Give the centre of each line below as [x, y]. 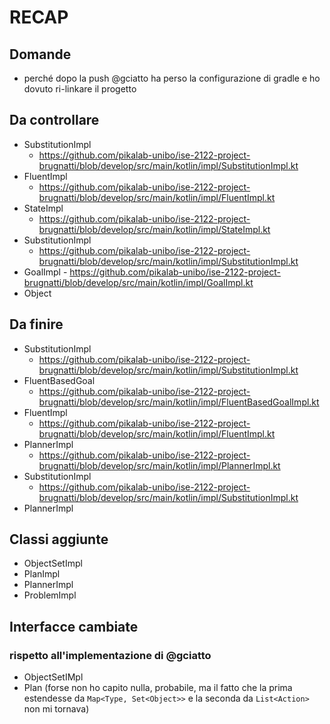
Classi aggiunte [59, 539]
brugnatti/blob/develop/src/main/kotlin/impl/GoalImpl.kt [138, 282]
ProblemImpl [50, 595]
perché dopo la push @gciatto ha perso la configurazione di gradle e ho [172, 78]
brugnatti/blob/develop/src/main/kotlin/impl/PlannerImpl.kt [159, 465]
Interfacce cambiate [74, 626]
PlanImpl [42, 574]
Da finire [36, 324]
